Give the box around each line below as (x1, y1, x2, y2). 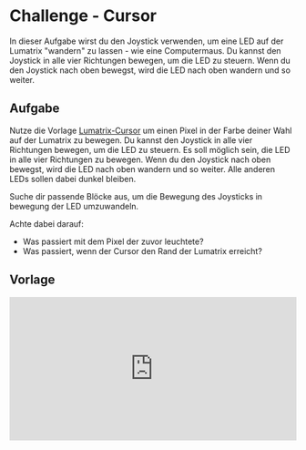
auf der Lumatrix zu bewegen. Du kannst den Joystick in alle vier (9, 134, 253, 146)
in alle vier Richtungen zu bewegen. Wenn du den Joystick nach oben (9, 154, 271, 165)
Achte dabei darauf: (9, 218, 85, 229)
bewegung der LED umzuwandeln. (9, 200, 139, 211)
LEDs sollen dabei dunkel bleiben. (9, 173, 137, 184)
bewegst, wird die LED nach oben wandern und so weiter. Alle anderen (9, 163, 276, 174)
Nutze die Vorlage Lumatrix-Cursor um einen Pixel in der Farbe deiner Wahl (9, 125, 292, 136)
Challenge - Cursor (9, 5, 158, 26)
